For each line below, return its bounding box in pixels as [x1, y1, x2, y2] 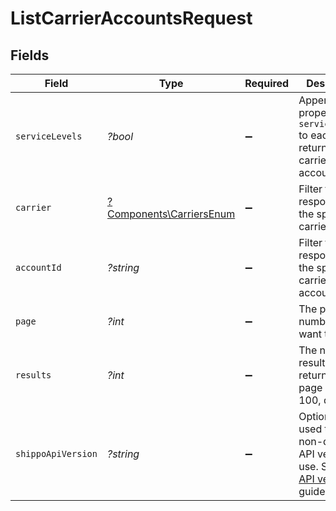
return [298, 368, 328, 382]
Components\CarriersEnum [106, 207, 236, 221]
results [15, 370, 52, 381]
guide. [298, 485, 328, 498]
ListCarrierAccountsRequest [10, 7, 253, 30]
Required [244, 77, 290, 90]
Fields [10, 47, 50, 64]
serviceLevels [15, 131, 83, 142]
